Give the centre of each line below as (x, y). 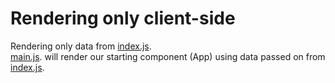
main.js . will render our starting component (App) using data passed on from (168, 56)
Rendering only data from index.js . (81, 46)
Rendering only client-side (123, 18)
